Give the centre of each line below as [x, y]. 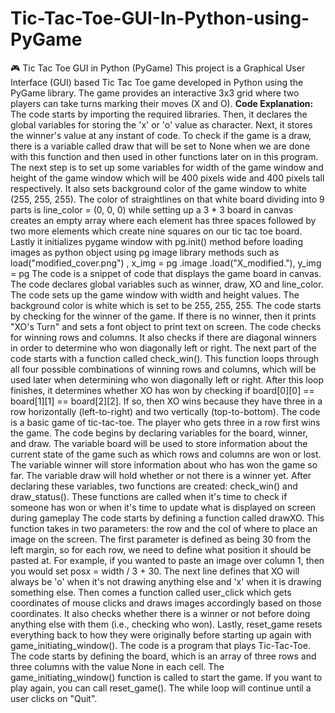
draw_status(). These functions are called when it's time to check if [149, 496]
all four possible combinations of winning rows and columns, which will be [163, 369]
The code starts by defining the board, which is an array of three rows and [163, 656]
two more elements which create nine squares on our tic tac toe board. [156, 231]
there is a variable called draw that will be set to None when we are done [160, 146]
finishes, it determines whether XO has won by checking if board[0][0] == [162, 390]
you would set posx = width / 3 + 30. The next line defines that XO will [155, 571]
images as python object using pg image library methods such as [145, 252]
